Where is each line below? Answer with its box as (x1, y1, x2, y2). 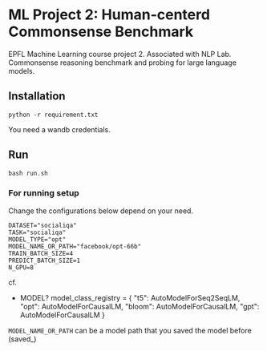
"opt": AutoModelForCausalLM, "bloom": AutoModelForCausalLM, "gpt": (19, 301, 260, 311)
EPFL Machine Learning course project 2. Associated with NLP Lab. (8, 49, 232, 58)
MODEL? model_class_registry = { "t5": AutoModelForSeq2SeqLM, (19, 292, 241, 302)
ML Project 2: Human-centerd (8, 6, 211, 24)
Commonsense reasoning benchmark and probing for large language (8, 58, 237, 67)
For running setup (8, 188, 80, 199)
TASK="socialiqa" (8, 228, 67, 236)
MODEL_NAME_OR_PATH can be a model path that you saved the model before (8, 325, 253, 335)
